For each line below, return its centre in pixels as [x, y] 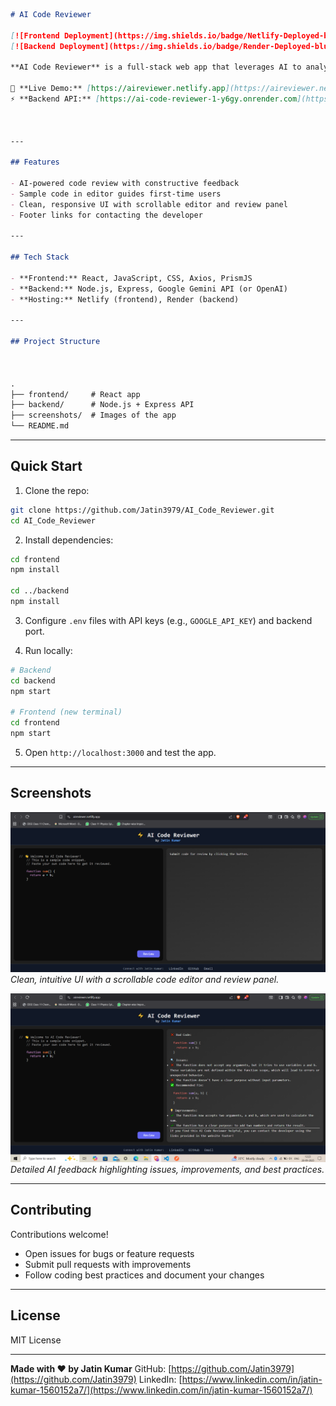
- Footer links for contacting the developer [106, 215]
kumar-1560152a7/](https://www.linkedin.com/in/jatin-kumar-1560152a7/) [161, 1390]
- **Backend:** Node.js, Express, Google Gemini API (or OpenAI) [149, 289]
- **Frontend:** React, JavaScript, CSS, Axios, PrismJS [131, 278]
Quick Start [46, 466]
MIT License [36, 1340]
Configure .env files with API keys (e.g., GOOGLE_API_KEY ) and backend [168, 620]
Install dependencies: [69, 540]
